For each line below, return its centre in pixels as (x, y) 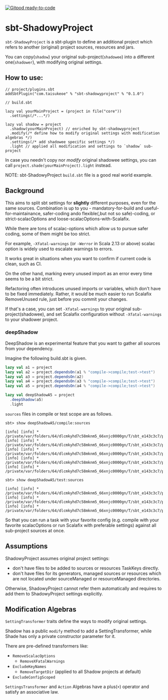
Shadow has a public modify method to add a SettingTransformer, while (78, 631)
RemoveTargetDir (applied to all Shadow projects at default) (80, 672)
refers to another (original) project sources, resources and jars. (70, 47)
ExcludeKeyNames (29, 667)
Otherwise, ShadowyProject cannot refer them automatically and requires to (83, 588)
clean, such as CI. (23, 264)
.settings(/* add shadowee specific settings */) (62, 142)
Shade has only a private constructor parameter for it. (60, 636)
